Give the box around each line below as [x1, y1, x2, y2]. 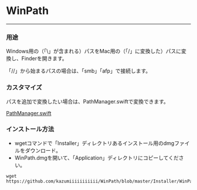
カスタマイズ [6, 84, 42, 92]
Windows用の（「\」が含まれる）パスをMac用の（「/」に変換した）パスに [6, 48, 182, 55]
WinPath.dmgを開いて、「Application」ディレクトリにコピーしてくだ [14, 154, 179, 161]
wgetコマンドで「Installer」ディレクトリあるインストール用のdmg [14, 139, 175, 147]
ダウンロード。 [25, 147, 62, 154]
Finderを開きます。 [21, 55, 67, 62]
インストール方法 [6, 125, 55, 133]
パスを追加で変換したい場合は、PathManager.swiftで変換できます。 [6, 98, 169, 105]
